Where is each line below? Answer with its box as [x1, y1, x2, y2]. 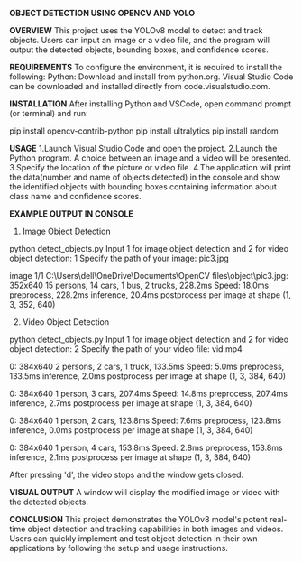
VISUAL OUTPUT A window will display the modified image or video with [9, 487, 281, 497]
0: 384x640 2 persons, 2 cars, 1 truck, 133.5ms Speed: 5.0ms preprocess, [9, 361, 285, 372]
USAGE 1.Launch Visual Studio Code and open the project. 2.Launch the [9, 143, 278, 153]
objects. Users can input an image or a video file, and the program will [9, 35, 270, 45]
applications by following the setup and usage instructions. [9, 543, 228, 553]
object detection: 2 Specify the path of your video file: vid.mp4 [9, 344, 243, 355]
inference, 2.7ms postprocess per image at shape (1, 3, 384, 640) [9, 398, 252, 409]
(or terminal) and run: [9, 108, 88, 118]
